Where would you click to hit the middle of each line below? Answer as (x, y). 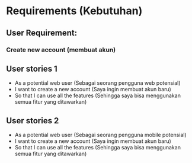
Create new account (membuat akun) (61, 50)
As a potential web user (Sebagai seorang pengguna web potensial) (97, 83)
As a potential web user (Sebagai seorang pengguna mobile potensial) (100, 135)
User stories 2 (33, 121)
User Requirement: (42, 33)
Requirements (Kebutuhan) (74, 11)
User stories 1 (32, 68)
